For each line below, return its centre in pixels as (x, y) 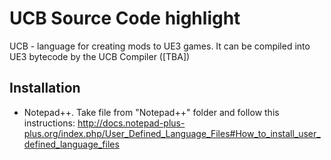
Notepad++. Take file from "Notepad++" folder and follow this (151, 112)
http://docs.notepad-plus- (131, 123)
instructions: (49, 123)
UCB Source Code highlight (125, 18)
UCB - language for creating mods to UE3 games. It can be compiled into (160, 46)
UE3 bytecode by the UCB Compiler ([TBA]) (100, 56)
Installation (45, 88)
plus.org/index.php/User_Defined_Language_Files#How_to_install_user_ (172, 133)
